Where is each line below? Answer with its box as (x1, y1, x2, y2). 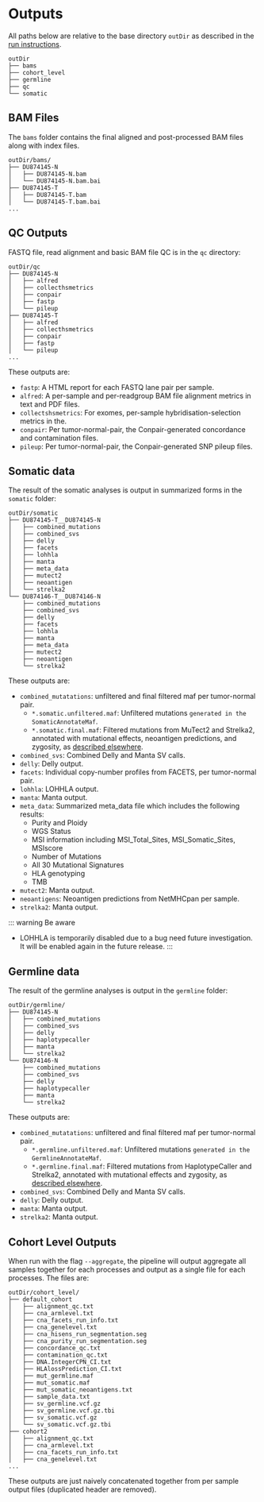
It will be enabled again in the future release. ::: (19, 942, 173, 952)
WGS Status (31, 827, 71, 836)
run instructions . (8, 39, 62, 48)
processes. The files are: (8, 1273, 90, 1283)
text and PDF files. (19, 399, 80, 409)
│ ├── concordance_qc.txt (8, 1344, 101, 1352)
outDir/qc (8, 263, 41, 271)
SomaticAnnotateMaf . (31, 716, 98, 727)
